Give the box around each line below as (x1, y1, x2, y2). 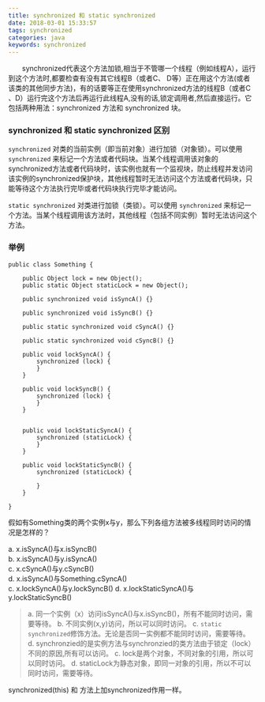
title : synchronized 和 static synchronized (8, 11, 156, 20)
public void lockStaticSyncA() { (22, 426, 132, 435)
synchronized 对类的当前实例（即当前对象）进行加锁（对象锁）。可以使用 (8, 144, 243, 154)
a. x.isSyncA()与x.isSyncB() (8, 544, 97, 553)
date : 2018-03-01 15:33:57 (8, 19, 97, 27)
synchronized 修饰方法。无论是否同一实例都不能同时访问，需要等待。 (27, 628, 250, 638)
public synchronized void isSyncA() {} (22, 295, 154, 303)
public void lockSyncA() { (22, 350, 111, 358)
